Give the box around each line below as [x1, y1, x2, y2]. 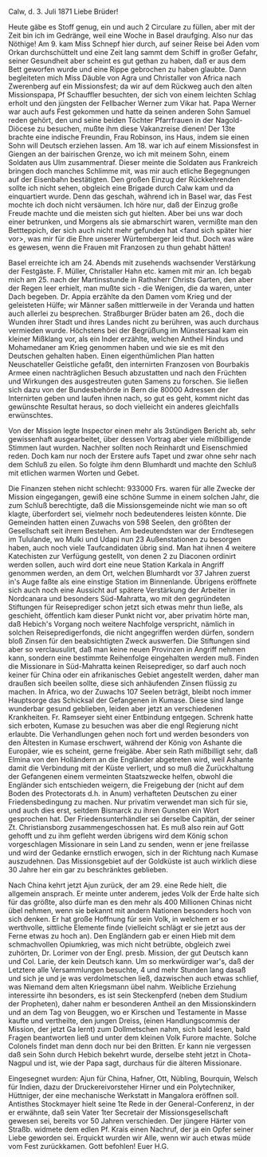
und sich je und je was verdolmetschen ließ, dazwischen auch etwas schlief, [8, 974, 259, 983]
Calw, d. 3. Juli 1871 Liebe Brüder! [8, 7, 119, 16]
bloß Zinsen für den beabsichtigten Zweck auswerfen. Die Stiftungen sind [8, 636, 250, 645]
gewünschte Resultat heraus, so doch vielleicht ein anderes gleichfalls [8, 402, 239, 411]
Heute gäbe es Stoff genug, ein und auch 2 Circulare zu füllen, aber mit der [8, 22, 255, 31]
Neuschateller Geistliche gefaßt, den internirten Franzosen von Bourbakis [8, 360, 249, 369]
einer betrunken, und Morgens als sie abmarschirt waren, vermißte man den [8, 217, 258, 226]
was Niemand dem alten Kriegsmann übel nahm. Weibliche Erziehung [8, 982, 237, 991]
